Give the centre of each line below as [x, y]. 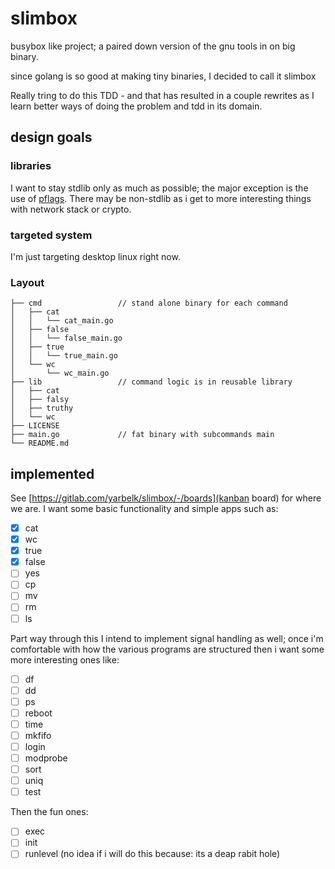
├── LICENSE [35, 426]
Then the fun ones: [49, 812]
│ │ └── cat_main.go [62, 321]
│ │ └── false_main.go [66, 338]
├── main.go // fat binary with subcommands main [142, 435]
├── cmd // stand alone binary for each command [149, 303]
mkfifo [38, 735]
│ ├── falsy [40, 400]
